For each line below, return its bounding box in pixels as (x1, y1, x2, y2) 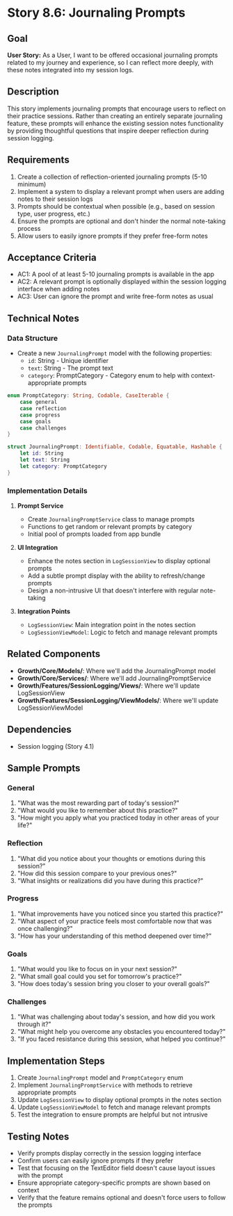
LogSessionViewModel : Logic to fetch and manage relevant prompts (27, 628, 218, 636)
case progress (19, 412, 61, 419)
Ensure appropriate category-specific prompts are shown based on (17, 1178, 211, 1187)
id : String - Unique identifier (27, 357, 109, 365)
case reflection (19, 405, 67, 412)
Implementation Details (7, 485, 88, 495)
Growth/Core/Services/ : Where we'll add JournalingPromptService (17, 674, 211, 682)
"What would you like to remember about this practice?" (17, 806, 179, 815)
